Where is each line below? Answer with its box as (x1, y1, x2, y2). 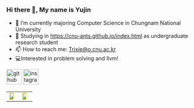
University (15, 26, 41, 33)
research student (15, 39, 59, 46)
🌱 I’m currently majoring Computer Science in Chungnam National (15, 20, 181, 27)
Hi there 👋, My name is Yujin (6, 5, 92, 14)
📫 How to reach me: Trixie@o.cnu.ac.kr (15, 46, 116, 53)
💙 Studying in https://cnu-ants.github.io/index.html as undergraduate (15, 32, 189, 40)
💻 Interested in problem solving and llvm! (15, 55, 119, 62)
